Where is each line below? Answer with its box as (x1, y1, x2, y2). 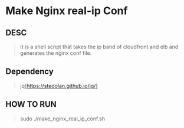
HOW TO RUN (5, 99, 57, 110)
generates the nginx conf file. (19, 50, 92, 57)
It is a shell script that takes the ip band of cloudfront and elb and (19, 43, 179, 50)
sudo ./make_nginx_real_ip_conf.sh (19, 115, 106, 122)
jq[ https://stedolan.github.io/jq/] (19, 82, 98, 89)
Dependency (5, 67, 54, 77)
